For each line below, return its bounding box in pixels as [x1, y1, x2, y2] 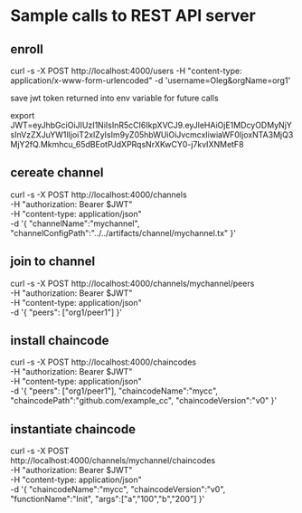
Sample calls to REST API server [10, 5, 256, 26]
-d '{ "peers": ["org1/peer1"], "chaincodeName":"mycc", [10, 385, 219, 396]
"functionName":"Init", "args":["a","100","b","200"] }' [10, 494, 205, 505]
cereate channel [10, 165, 104, 181]
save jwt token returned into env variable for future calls [10, 92, 220, 103]
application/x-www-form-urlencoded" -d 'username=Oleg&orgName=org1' [10, 75, 291, 86]
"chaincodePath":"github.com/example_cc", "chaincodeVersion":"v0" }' [10, 395, 278, 406]
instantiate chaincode [10, 422, 137, 437]
